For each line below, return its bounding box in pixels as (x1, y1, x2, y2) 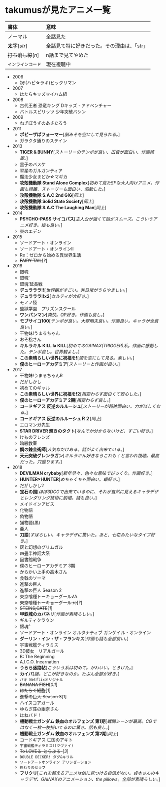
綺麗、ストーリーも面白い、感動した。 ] (28, 186, 106, 192)
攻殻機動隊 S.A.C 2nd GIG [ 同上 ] (19, 192, 84, 198)
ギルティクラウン (19, 617, 54, 623)
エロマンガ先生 (19, 422, 50, 428)
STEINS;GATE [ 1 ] (19, 605, 53, 611)
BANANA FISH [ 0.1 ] (19, 681, 58, 687)
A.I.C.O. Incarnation (19, 659, 59, 665)
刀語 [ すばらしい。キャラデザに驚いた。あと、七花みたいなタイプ (19, 532, 151, 537)
